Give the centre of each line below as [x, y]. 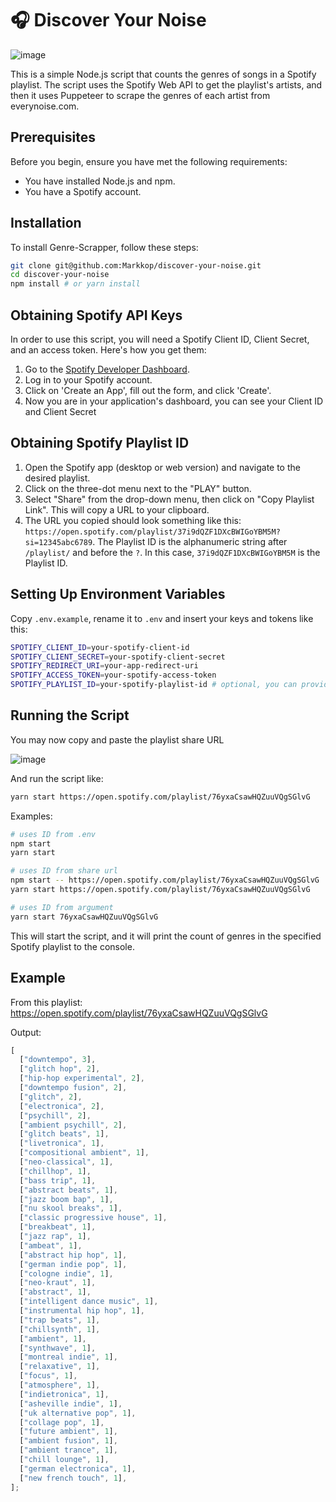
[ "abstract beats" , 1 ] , [68, 1190]
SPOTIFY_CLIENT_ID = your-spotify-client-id [100, 647]
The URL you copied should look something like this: [133, 520]
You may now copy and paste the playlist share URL [117, 739]
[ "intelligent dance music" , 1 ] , [89, 1302]
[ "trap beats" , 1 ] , [60, 1320]
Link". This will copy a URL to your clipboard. [117, 509]
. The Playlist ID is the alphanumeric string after [190, 541]
